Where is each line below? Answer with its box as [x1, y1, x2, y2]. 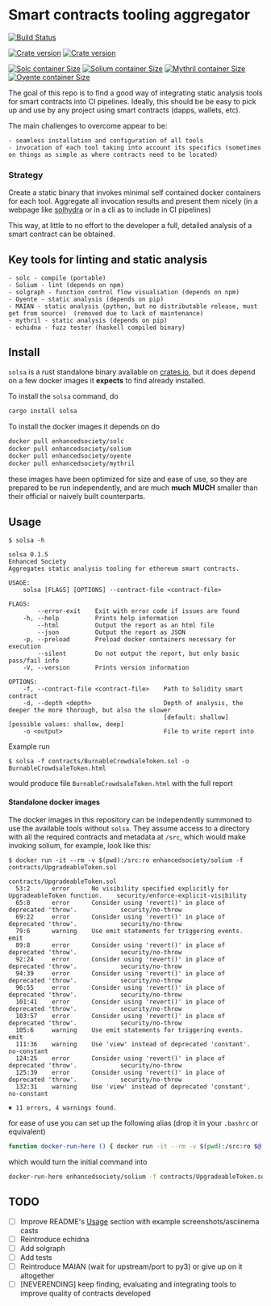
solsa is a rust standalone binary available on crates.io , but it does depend [8, 366, 256, 377]
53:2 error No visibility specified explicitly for [15, 885, 229, 893]
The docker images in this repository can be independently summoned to [8, 815, 252, 825]
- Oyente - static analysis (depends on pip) [8, 295, 164, 304]
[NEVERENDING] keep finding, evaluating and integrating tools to [19, 1279, 236, 1289]
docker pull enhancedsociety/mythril [8, 459, 135, 468]
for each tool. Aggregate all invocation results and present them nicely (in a [8, 197, 258, 206]
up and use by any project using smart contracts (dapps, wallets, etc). [8, 105, 241, 115]
